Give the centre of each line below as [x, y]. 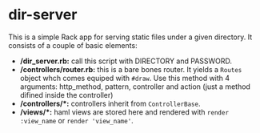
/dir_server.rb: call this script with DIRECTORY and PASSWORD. [126, 61]
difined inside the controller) [66, 95]
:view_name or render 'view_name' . [76, 120]
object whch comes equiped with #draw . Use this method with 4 [125, 78]
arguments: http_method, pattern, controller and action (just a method [135, 87]
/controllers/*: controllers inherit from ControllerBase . [110, 103]
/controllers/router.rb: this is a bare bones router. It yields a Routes [131, 69]
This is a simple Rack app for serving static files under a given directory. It [130, 37]
